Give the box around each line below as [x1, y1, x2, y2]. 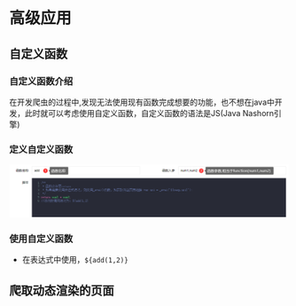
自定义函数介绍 [9, 75, 74, 87]
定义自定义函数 [9, 143, 74, 155]
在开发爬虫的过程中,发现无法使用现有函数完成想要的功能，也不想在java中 [9, 97, 275, 107]
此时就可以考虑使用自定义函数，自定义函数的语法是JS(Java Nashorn [24, 107, 275, 118]
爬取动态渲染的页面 [9, 283, 114, 298]
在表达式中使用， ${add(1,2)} [21, 255, 129, 265]
